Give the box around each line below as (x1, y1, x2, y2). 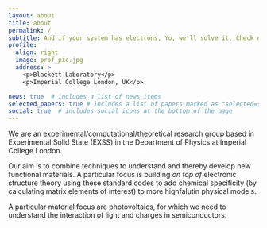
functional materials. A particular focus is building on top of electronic (8, 170, 237, 180)
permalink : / (8, 26, 52, 34)
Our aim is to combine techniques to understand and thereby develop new (8, 161, 252, 171)
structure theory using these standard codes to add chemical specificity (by (8, 178, 257, 187)
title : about (8, 19, 52, 27)
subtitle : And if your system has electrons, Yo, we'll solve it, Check (8, 33, 254, 42)
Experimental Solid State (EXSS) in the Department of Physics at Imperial (8, 137, 247, 147)
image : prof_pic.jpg (15, 56, 83, 64)
